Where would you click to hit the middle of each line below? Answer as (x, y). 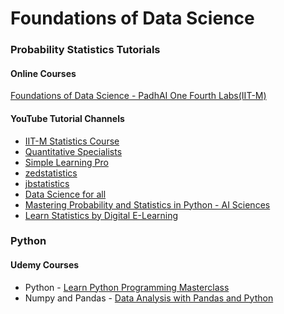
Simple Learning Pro (66, 162)
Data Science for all (65, 194)
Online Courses (43, 73)
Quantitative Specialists (73, 151)
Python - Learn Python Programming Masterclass (127, 287)
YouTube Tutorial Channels (67, 118)
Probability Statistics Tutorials (85, 50)
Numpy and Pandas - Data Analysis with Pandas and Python (149, 298)
